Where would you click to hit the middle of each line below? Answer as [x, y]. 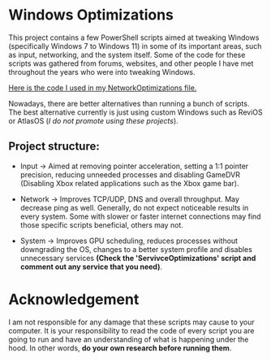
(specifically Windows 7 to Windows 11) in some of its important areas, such [135, 46]
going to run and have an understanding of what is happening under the [129, 339]
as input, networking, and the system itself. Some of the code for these [127, 54]
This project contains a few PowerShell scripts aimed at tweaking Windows [134, 37]
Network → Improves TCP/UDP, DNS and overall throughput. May [129, 199]
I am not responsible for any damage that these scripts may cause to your [132, 322]
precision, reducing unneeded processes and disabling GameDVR [130, 174]
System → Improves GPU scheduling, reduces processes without [129, 241]
